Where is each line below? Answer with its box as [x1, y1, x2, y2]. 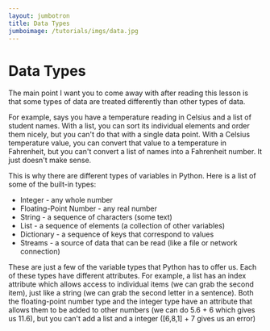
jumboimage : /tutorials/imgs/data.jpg [8, 27, 139, 35]
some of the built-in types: [8, 179, 97, 190]
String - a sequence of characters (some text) [19, 212, 173, 222]
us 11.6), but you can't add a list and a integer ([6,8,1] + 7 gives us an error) [8, 314, 256, 324]
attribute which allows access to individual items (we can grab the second [8, 279, 254, 289]
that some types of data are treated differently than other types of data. [8, 97, 246, 107]
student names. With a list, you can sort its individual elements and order [8, 121, 250, 131]
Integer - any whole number [19, 195, 113, 205]
